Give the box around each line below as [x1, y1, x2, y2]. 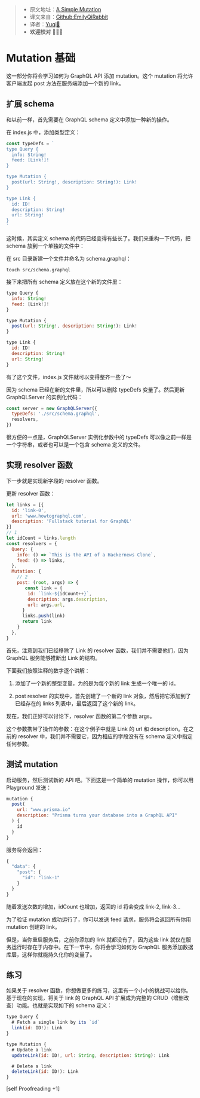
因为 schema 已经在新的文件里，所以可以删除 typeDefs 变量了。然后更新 [6, 386, 185, 393]
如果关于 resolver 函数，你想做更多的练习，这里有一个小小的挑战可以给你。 [6, 987, 192, 994]
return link [21, 619, 52, 625]
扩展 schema [6, 99, 55, 109]
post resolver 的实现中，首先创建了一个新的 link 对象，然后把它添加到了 [14, 692, 191, 699]
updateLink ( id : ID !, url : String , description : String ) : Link [11, 1052, 170, 1059]
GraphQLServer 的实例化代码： [6, 393, 83, 400]
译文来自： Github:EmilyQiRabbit [29, 13, 109, 20]
